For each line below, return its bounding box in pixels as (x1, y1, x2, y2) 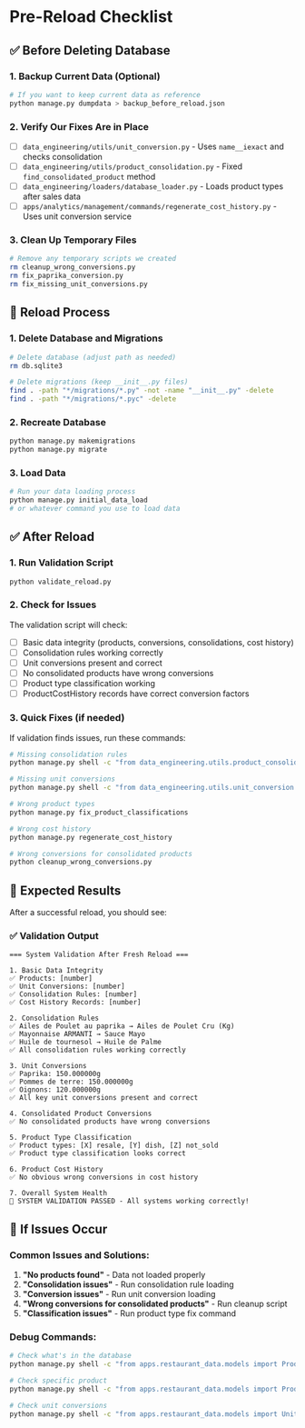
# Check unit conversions (9, 1401, 107, 1410)
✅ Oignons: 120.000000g (9, 1085, 102, 1094)
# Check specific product (9, 1376, 107, 1385)
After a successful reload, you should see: (9, 907, 168, 918)
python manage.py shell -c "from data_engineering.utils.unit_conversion (9, 784, 295, 793)
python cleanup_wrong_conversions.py (9, 857, 152, 867)
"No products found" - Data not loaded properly (22, 1270, 206, 1281)
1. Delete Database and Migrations (9, 332, 163, 345)
